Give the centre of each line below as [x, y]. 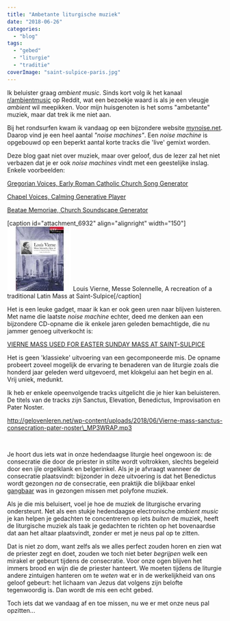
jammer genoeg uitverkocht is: [50, 331]
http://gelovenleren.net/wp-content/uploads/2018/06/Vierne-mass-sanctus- [115, 420]
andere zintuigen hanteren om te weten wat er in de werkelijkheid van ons [111, 575]
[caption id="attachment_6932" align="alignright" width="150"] [97, 223]
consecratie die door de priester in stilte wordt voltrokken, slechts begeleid [113, 461]
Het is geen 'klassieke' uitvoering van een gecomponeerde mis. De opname [114, 357]
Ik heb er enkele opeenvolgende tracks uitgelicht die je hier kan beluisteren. [114, 392]
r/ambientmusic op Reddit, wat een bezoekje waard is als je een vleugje [108, 100]
